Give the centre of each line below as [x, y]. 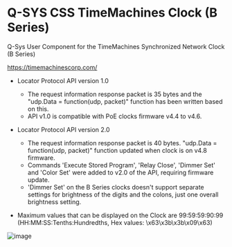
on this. [38, 109]
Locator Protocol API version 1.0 [63, 80]
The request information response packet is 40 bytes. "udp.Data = [122, 143]
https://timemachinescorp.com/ [52, 67]
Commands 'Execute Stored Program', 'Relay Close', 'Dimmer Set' [122, 165]
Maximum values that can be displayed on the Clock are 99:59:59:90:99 [120, 215]
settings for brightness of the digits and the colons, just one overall [123, 194]
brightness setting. [54, 201]
